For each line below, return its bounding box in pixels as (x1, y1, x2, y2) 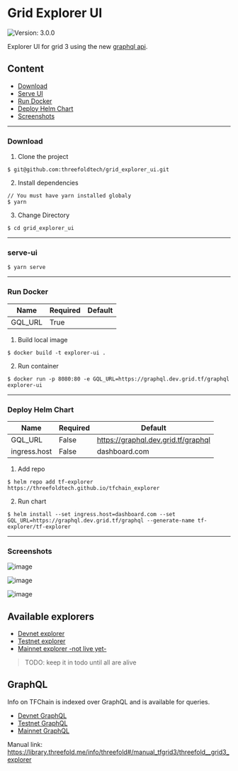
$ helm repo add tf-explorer (7, 478, 93, 486)
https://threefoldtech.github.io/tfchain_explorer (7, 484, 160, 491)
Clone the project (17, 153, 69, 161)
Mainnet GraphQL (17, 726, 69, 735)
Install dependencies (17, 179, 79, 187)
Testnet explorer (17, 637, 66, 645)
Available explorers (7, 611, 94, 623)
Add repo (17, 464, 45, 473)
